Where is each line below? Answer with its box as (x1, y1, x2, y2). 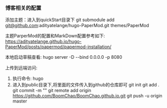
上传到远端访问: (5, 65, 38, 71)
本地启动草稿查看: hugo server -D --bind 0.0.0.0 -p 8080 (5, 54, 122, 60)
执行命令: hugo (12, 75, 44, 81)
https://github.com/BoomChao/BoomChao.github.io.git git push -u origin (12, 93, 162, 99)
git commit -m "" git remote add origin (12, 87, 92, 93)
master (12, 98, 28, 104)
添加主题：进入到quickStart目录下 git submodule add (5, 17, 115, 23)
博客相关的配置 (5, 4, 42, 11)
